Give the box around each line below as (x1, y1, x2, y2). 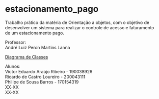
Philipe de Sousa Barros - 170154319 (5, 79, 79, 85)
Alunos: (5, 63, 21, 69)
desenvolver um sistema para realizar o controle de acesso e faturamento (5, 24, 155, 30)
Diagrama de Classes (5, 54, 48, 59)
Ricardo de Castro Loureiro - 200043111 (5, 74, 86, 79)
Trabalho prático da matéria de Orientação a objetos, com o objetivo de (5, 20, 150, 25)
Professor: (5, 39, 26, 45)
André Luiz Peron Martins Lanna (5, 44, 70, 50)
